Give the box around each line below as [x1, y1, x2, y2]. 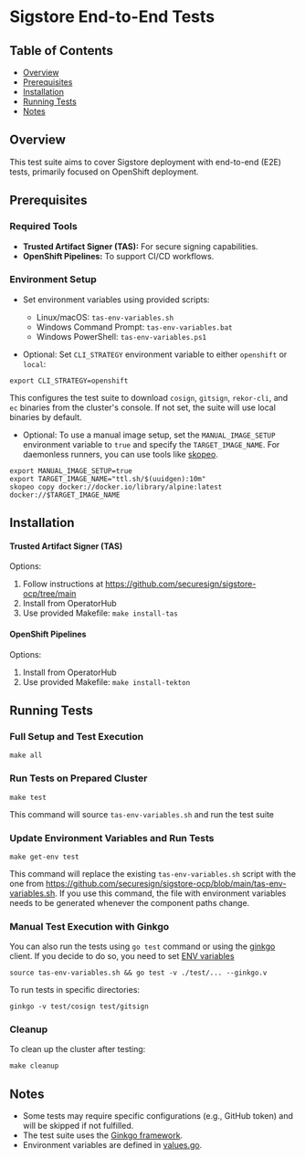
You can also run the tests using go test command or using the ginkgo [9, 941, 276, 952]
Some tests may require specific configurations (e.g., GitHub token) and [22, 1111, 294, 1122]
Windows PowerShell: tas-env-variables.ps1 [36, 331, 207, 342]
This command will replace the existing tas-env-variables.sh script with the [9, 868, 297, 879]
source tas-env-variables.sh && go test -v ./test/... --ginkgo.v [9, 968, 268, 978]
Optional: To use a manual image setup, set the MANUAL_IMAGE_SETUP [22, 429, 276, 440]
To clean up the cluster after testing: [9, 1044, 146, 1055]
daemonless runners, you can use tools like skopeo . [22, 448, 219, 459]
